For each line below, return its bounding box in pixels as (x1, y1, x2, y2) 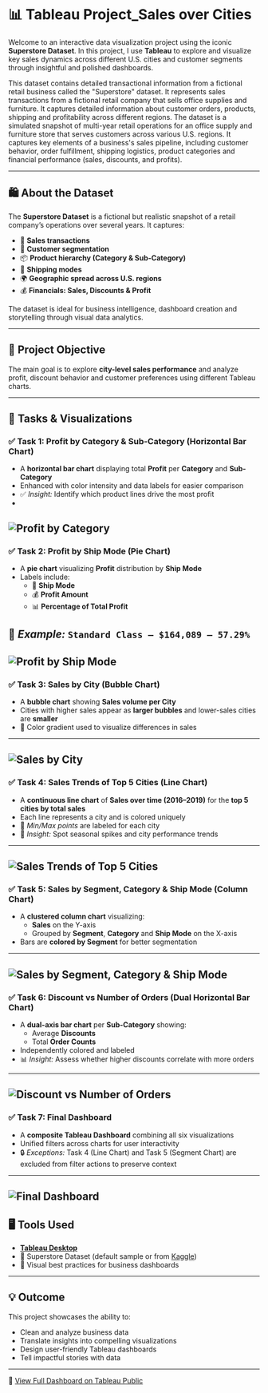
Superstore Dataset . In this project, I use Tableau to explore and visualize (8, 46, 252, 55)
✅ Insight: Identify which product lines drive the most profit (19, 490, 215, 499)
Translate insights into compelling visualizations (19, 1335, 177, 1345)
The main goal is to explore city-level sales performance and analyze (8, 364, 239, 374)
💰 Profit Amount (31, 589, 89, 599)
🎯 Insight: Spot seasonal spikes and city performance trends (19, 829, 219, 839)
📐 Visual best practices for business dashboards (19, 1260, 179, 1269)
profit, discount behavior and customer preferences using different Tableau (8, 372, 256, 383)
